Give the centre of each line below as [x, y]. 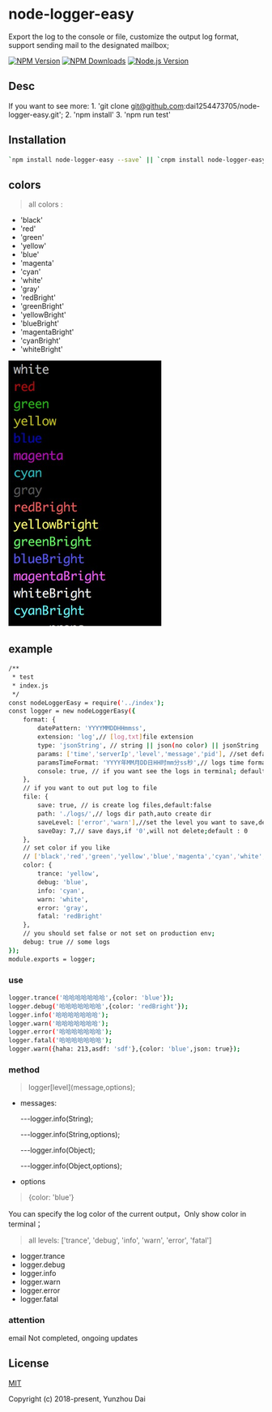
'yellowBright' [43, 315]
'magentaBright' [47, 332]
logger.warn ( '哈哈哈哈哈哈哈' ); [59, 1023]
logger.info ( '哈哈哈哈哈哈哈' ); [59, 1015]
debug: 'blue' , [63, 882]
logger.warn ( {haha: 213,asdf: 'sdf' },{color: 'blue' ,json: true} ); [125, 1049]
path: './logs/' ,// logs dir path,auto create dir [125, 814]
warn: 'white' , [63, 899]
